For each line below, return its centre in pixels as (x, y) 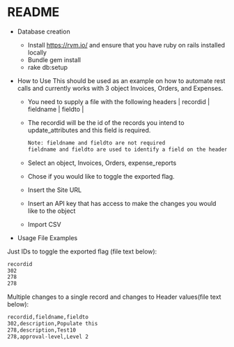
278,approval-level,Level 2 (48, 337)
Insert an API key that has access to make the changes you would (122, 203)
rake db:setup (48, 67)
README (33, 12)
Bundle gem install (54, 59)
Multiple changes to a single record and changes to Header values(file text (114, 297)
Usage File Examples (47, 237)
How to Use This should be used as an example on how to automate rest (121, 80)
